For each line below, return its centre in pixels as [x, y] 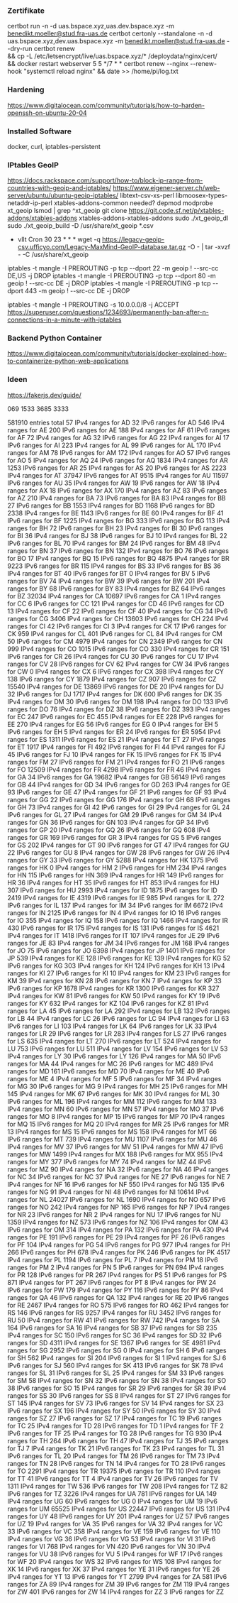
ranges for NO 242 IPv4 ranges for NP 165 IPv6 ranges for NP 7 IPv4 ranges [119, 1207]
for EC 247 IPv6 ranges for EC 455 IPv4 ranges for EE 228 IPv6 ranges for [116, 716]
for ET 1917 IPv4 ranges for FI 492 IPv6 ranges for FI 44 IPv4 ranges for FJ [116, 747]
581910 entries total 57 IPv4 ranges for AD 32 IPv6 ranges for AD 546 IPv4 [116, 422]
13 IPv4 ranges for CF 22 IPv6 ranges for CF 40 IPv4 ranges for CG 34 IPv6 [118, 611]
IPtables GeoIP [33, 165]
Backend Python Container [55, 338]
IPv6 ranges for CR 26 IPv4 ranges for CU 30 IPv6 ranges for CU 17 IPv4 [113, 656]
